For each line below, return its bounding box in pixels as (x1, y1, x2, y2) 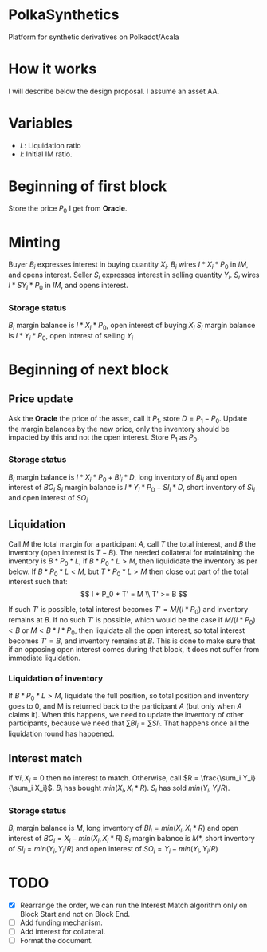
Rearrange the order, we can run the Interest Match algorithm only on (19, 900, 248, 910)
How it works (8, 60, 97, 78)
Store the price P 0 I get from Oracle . (8, 203, 128, 215)
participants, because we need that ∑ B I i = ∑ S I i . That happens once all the (8, 718, 249, 729)
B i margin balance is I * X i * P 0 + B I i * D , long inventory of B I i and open (8, 472, 238, 484)
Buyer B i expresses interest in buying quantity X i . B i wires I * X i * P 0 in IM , (8, 259, 249, 271)
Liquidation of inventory (8, 673, 104, 684)
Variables (8, 114, 73, 132)
